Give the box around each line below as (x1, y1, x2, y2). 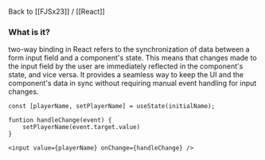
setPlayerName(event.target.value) (22, 123, 141, 131)
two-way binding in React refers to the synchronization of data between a (8, 45, 250, 54)
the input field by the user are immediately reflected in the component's (8, 61, 244, 71)
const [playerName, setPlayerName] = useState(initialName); (8, 103, 216, 111)
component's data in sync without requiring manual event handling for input (8, 79, 257, 88)
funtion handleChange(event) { (8, 116, 112, 124)
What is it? (8, 26, 50, 37)
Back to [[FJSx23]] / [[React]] (8, 7, 105, 16)
